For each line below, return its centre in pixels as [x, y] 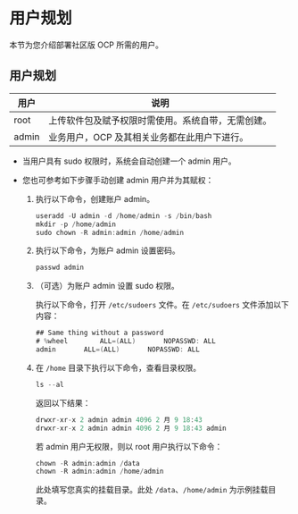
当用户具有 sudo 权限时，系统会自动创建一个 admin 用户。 [129, 161]
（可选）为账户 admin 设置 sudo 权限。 [108, 286]
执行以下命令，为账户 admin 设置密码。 [108, 250]
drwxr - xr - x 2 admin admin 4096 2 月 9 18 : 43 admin [131, 428]
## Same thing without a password [99, 333]
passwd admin [60, 268]
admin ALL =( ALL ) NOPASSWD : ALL [118, 350]
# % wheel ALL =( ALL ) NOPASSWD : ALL [125, 341]
